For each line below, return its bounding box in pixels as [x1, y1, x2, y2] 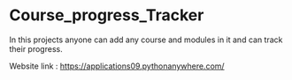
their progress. [9, 43, 64, 54]
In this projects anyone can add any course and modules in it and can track [9, 34, 283, 45]
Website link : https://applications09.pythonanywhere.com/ [9, 61, 225, 71]
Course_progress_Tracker [9, 5, 204, 25]
